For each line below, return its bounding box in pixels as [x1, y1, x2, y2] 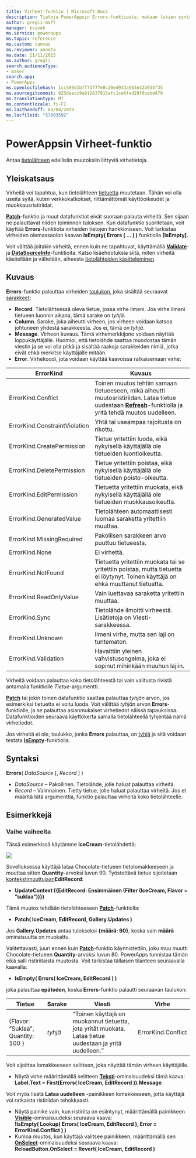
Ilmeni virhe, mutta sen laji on [94, 630, 175, 638]
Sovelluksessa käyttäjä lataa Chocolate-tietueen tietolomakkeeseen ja [6, 863, 174, 870]
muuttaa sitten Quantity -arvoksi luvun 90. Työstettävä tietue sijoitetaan [6, 869, 178, 876]
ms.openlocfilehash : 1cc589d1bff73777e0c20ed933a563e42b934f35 [6, 85, 163, 91]
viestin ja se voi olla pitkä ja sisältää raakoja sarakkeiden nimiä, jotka [14, 343, 178, 350]
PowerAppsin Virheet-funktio [6, 137, 152, 151]
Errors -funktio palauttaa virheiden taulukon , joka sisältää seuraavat [6, 288, 168, 295]
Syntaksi [6, 754, 39, 764]
